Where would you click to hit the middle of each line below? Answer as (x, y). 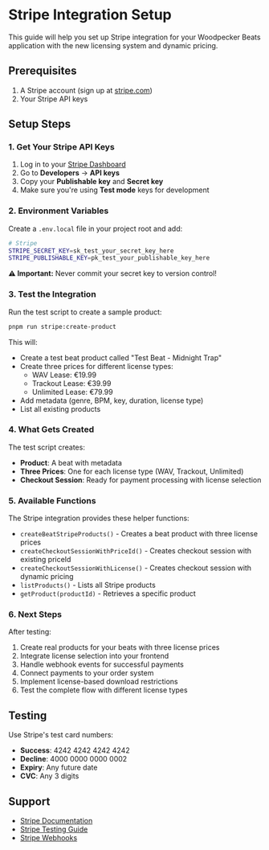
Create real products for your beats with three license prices (120, 647)
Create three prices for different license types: (97, 366)
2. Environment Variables (59, 211)
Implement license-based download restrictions (99, 682)
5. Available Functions (52, 500)
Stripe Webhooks (49, 838)
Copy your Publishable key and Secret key (92, 182)
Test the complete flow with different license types (104, 690)
